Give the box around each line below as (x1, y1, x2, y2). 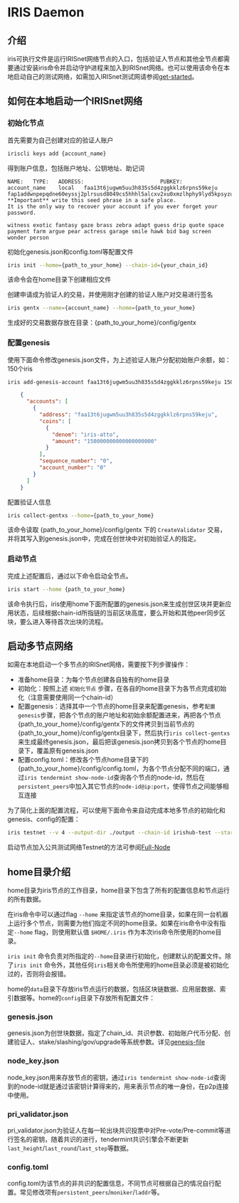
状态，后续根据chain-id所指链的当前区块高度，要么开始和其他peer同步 (13, 608, 220, 617)
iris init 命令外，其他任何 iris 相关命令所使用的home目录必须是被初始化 (14, 961, 230, 970)
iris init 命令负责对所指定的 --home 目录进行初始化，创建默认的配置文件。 (7, 952, 225, 960)
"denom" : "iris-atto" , (52, 431, 119, 438)
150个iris (7, 364, 33, 373)
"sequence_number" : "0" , (38, 457, 113, 465)
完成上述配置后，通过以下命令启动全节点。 (7, 571, 132, 580)
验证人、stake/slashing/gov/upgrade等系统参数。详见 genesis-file (13, 1038, 206, 1046)
